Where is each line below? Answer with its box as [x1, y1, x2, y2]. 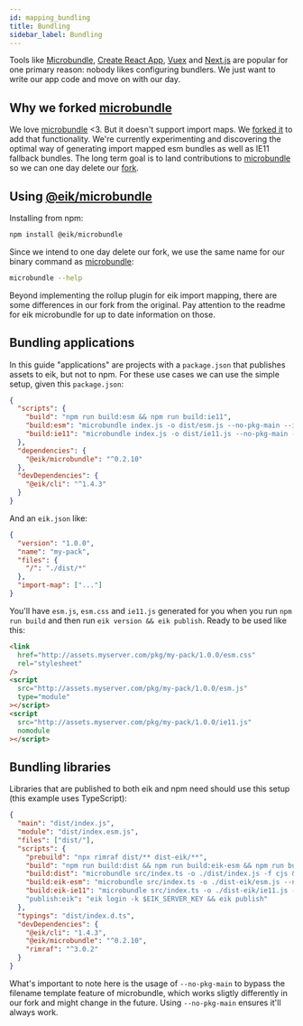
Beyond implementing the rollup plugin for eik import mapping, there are [9, 290, 278, 301]
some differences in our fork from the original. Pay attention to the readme [9, 299, 286, 310]
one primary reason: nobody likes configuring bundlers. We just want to [9, 64, 276, 75]
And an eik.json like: [9, 512, 88, 524]
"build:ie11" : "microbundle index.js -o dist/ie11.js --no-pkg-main [25, 430, 289, 439]
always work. [9, 1006, 59, 1017]
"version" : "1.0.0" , [17, 538, 95, 547]
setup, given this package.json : [9, 378, 124, 389]
